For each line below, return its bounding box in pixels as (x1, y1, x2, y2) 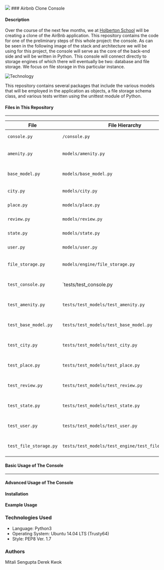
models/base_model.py (62, 171, 113, 177)
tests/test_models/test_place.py (62, 363, 140, 368)
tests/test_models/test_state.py (62, 403, 140, 409)
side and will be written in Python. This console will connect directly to (5, 53, 147, 59)
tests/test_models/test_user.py (62, 423, 138, 429)
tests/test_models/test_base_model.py (62, 322, 153, 328)
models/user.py (62, 245, 98, 250)
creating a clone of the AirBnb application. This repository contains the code (5, 33, 159, 39)
